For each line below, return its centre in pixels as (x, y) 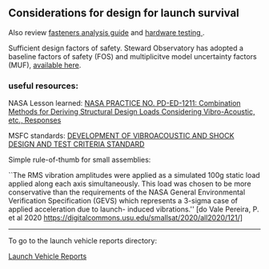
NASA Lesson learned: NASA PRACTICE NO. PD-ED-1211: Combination (125, 103)
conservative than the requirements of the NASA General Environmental (127, 192)
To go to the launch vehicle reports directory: (83, 241)
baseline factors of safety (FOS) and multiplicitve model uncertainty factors (133, 56)
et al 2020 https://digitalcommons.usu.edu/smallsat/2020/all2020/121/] (125, 218)
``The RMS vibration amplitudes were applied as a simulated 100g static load (134, 175)
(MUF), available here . (45, 65)
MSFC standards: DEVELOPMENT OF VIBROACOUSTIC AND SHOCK (121, 136)
